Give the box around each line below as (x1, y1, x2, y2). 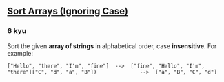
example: (7, 49, 33, 57)
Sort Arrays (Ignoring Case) (7, 6, 129, 17)
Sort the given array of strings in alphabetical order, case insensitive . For (7, 41, 217, 50)
